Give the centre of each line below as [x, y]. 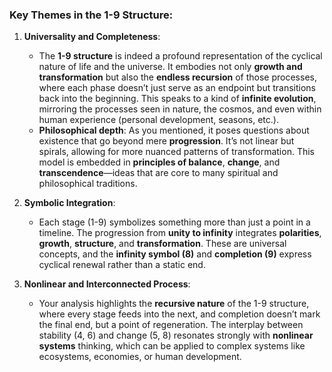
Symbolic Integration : [69, 203]
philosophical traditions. [88, 184]
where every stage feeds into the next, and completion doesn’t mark [179, 314]
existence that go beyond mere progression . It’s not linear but [166, 141]
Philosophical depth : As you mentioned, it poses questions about [174, 130]
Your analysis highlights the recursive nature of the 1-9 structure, [174, 304]
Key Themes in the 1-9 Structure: [91, 15]
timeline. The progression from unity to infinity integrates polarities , [180, 233]
